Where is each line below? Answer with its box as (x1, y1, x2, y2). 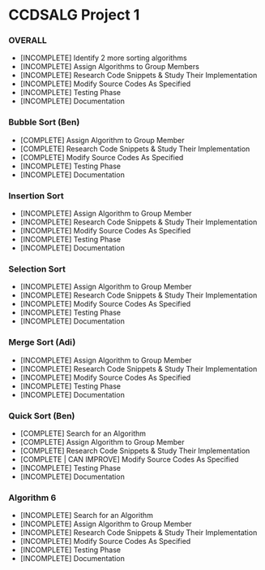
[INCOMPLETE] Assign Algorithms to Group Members (19, 62, 200, 72)
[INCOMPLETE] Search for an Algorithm (19, 511, 154, 520)
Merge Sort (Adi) (8, 337, 76, 348)
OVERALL (8, 35, 47, 46)
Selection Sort (8, 263, 66, 274)
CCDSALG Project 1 (8, 6, 140, 24)
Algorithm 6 (8, 492, 57, 503)
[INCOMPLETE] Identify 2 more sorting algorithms (19, 53, 188, 63)
